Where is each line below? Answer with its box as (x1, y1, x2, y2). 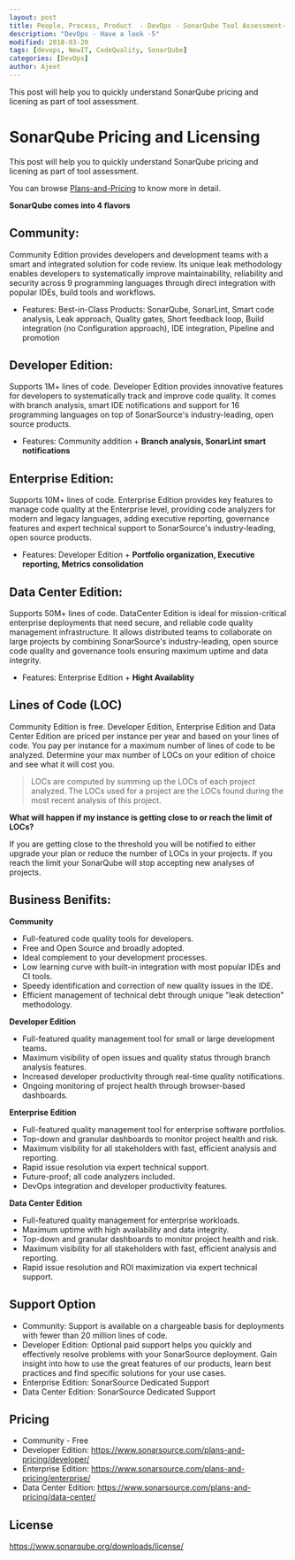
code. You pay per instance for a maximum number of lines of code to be (9, 740, 276, 751)
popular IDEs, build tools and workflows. (9, 287, 156, 297)
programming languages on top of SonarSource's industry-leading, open (9, 409, 274, 421)
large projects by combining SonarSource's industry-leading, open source (9, 637, 279, 647)
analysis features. (21, 1062, 87, 1072)
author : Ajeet (9, 63, 62, 72)
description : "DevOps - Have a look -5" (9, 29, 161, 38)
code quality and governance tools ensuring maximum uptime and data (9, 645, 269, 656)
